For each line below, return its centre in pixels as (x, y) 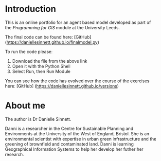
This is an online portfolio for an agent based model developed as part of (78, 22)
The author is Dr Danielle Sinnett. (38, 119)
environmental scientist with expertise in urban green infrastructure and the (81, 139)
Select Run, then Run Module (41, 71)
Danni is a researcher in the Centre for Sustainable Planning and (69, 128)
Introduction (31, 9)
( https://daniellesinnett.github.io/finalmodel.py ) (52, 42)
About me (25, 106)
